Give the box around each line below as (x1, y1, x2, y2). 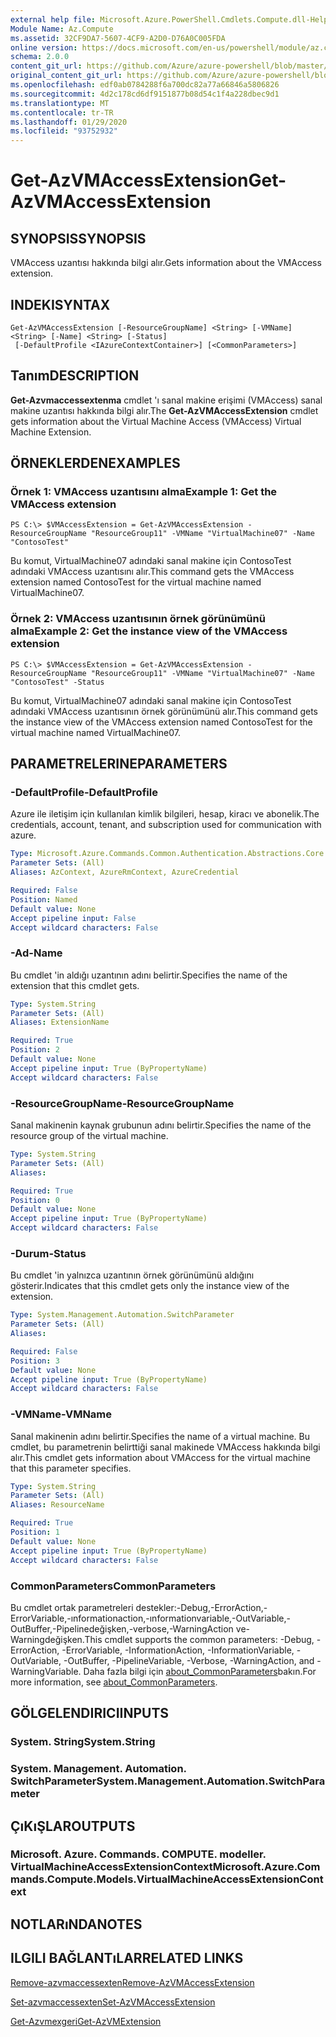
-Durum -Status (10, 1246, 87, 1260)
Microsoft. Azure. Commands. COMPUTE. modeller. (10, 1847, 267, 1861)
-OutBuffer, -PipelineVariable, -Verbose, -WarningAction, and (63, 1654, 315, 1666)
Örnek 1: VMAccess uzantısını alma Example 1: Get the (10, 485, 278, 499)
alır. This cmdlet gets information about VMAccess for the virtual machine (10, 1451, 311, 1463)
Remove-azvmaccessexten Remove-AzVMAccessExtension (10, 1976, 255, 1988)
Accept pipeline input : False (10, 913, 137, 923)
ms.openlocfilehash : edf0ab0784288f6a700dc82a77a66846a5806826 (10, 80, 280, 90)
